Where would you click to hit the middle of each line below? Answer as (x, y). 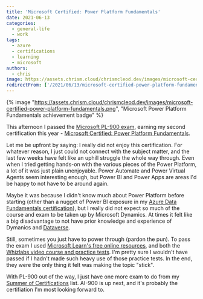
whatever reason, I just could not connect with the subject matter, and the (98, 151)
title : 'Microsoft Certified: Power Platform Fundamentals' (84, 12)
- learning (25, 57)
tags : (13, 40)
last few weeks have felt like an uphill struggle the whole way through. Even (100, 158)
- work (20, 34)
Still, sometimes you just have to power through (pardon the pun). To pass (98, 239)
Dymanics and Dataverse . (38, 227)
